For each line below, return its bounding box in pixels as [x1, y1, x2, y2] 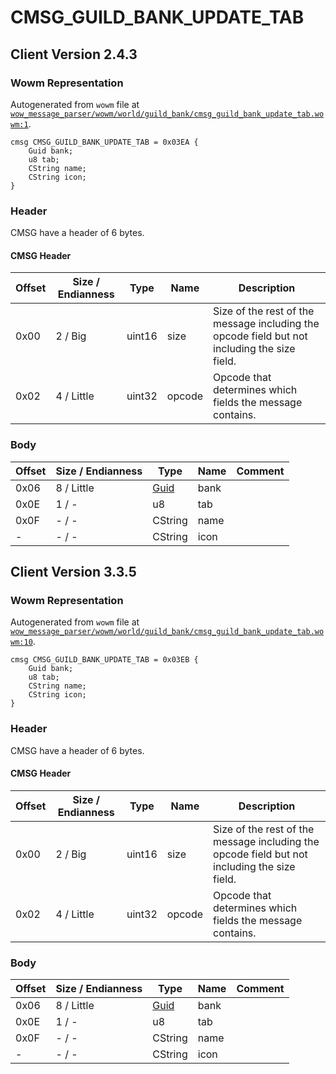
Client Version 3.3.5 [10, 564, 137, 581]
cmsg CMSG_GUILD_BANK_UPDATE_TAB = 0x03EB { [10, 655, 199, 665]
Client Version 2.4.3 [10, 46, 138, 63]
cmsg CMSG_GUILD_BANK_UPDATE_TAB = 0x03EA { [10, 137, 199, 147]
